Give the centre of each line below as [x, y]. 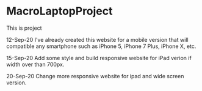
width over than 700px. [35, 64]
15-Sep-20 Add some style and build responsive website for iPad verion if [99, 58]
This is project [24, 28]
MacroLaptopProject [60, 11]
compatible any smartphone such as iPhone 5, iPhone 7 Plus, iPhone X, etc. [101, 46]
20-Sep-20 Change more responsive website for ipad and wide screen [95, 76]
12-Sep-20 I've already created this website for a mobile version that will [97, 39]
